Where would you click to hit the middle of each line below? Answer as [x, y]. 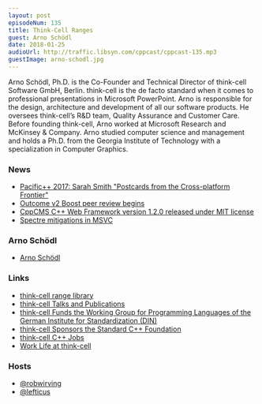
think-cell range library [56, 295]
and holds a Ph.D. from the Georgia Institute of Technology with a [114, 140]
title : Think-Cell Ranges [51, 30]
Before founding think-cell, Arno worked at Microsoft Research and [117, 124]
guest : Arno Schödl [40, 37]
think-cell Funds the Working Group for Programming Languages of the [135, 312]
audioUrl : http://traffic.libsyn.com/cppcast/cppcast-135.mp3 [112, 52]
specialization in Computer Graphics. [68, 149]
